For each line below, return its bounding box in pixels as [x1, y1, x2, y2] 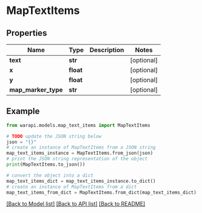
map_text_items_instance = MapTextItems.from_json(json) [6, 150, 153, 157]
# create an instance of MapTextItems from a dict [6, 183, 137, 190]
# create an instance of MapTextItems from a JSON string [6, 144, 156, 150]
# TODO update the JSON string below [6, 133, 102, 140]
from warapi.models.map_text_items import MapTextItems [6, 122, 150, 128]
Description [89, 46, 124, 54]
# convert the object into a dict [6, 172, 94, 178]
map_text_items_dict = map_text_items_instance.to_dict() [6, 178, 156, 184]
